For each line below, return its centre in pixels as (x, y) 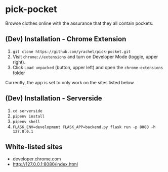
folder (19, 73)
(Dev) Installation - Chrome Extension (66, 39)
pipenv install (29, 116)
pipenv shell (26, 122)
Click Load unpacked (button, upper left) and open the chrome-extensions (88, 67)
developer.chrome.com (37, 159)
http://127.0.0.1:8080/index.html (45, 164)
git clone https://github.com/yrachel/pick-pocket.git (72, 51)
